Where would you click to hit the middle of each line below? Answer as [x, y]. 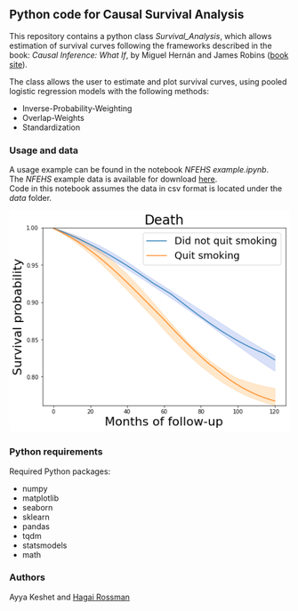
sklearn [36, 517]
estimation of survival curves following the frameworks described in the [141, 45]
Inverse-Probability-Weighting [77, 108]
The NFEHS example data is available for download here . [113, 179]
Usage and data [44, 150]
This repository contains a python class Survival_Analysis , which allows [141, 36]
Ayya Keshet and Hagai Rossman [70, 597]
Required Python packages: [60, 471]
